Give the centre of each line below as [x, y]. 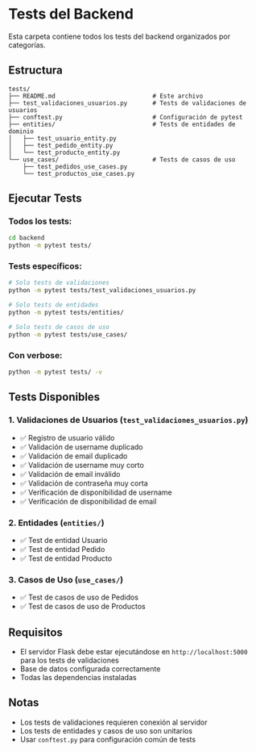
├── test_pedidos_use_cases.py [75, 166]
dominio [21, 131]
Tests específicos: [45, 266]
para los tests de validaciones [69, 660]
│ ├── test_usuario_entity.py [62, 138]
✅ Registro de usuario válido [67, 437]
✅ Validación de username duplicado [81, 447]
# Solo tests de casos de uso [59, 327]
